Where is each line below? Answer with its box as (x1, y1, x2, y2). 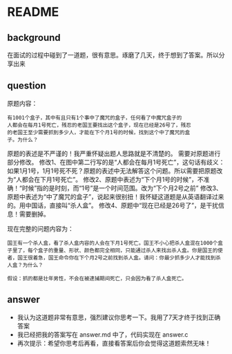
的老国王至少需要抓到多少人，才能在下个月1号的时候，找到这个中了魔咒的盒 (7, 129, 191, 136)
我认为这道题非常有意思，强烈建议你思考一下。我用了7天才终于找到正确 (17, 313, 221, 322)
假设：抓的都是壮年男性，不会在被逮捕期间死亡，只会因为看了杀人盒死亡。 (7, 274, 188, 282)
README (7, 4, 59, 20)
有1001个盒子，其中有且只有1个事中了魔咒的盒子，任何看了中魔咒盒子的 (7, 114, 182, 121)
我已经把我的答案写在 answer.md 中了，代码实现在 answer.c (17, 330, 188, 339)
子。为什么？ (7, 136, 39, 143)
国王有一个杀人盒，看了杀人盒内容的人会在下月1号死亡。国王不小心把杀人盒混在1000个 (7, 239, 218, 246)
